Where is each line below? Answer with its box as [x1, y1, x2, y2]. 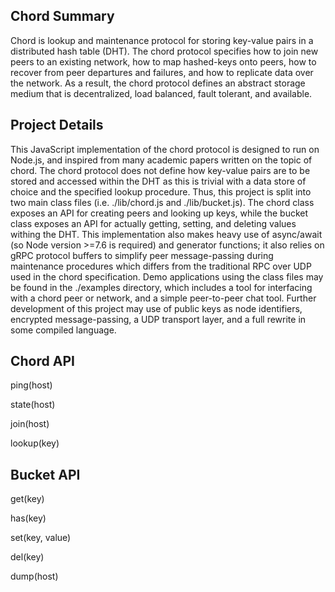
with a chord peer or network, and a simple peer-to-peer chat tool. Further [10, 292, 317, 304]
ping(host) [10, 379, 53, 391]
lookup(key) [10, 437, 60, 449]
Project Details [10, 117, 104, 134]
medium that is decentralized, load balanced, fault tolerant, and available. [10, 87, 313, 99]
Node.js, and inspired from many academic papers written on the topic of [10, 154, 313, 166]
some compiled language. [10, 324, 117, 336]
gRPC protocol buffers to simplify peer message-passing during [10, 249, 274, 261]
